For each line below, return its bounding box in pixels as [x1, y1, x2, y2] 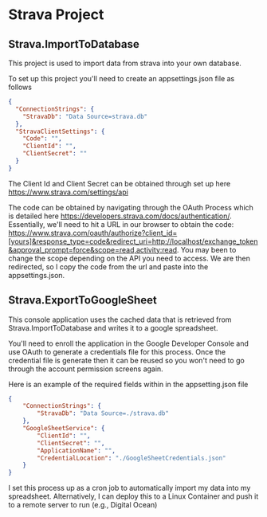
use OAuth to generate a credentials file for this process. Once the [8, 347, 226, 356]
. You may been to [176, 245, 237, 254]
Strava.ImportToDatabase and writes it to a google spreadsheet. [8, 323, 218, 332]
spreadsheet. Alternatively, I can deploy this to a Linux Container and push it [8, 492, 259, 501]
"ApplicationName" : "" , [37, 446, 116, 455]
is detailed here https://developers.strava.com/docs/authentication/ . [8, 211, 233, 221]
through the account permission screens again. [8, 364, 163, 374]
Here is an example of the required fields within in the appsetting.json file [8, 379, 249, 389]
